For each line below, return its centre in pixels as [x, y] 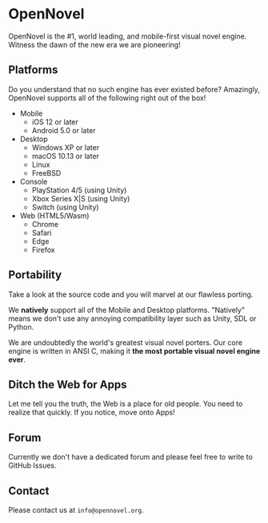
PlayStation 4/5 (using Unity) [79, 190]
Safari [42, 233]
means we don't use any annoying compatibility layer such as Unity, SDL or [132, 318]
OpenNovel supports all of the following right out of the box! [107, 98]
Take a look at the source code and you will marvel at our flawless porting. [131, 294]
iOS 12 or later [55, 122]
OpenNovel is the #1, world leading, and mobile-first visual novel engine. [128, 36]
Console [34, 181]
